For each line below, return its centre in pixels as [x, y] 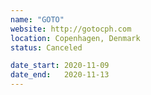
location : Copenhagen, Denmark [75, 38]
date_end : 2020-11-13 [60, 75]
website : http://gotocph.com [71, 29]
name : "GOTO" [37, 19]
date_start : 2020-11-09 [60, 66]
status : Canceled [46, 47]
